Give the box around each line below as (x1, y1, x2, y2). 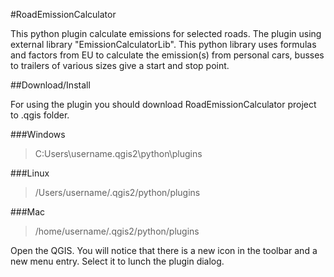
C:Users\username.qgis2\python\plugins (34, 148, 203, 159)
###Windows (10, 129, 66, 140)
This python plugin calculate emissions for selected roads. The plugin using (10, 28, 322, 39)
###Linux (10, 167, 50, 179)
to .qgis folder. (10, 109, 70, 121)
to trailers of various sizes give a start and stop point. (10, 60, 230, 71)
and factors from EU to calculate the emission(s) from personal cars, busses (10, 49, 325, 61)
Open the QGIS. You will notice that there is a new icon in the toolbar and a (10, 245, 318, 256)
